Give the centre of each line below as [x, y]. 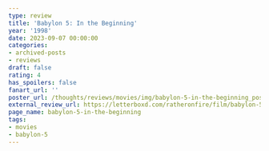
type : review [30, 16]
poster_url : [28, 97]
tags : [17, 120]
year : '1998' [30, 30]
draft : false [30, 68]
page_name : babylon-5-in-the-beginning [75, 113]
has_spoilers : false [43, 82]
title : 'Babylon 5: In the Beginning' [73, 23]
